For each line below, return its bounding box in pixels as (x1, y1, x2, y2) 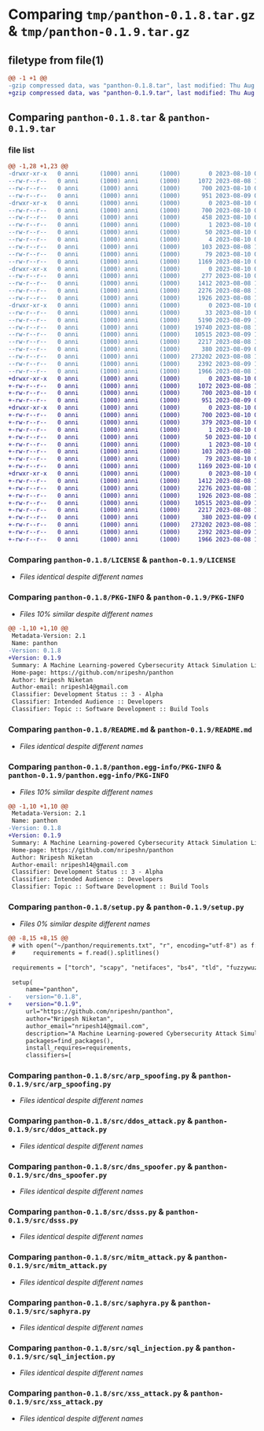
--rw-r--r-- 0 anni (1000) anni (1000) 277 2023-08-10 (8, 272, 251, 280)
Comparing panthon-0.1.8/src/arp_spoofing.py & (8, 1070, 197, 1081)
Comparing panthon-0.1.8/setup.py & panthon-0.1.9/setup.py (8, 901, 244, 912)
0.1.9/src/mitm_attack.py (8, 1261, 108, 1271)
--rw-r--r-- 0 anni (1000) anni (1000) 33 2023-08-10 (8, 308, 251, 316)
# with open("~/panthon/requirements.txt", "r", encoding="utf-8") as (11, 942, 247, 950)
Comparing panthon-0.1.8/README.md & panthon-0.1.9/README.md (8, 724, 253, 735)
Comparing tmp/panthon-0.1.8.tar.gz (8, 6, 255, 24)
